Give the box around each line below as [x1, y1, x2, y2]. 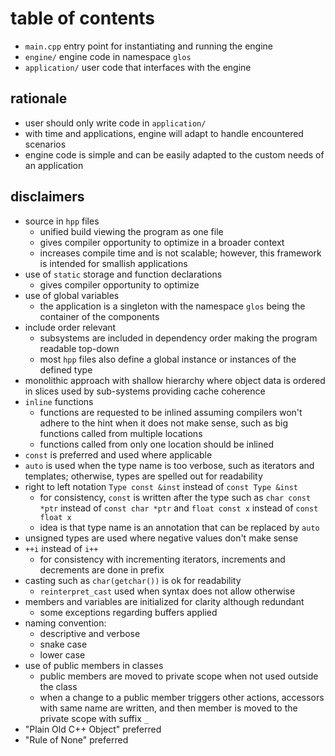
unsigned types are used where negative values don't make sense [24, 532, 299, 544]
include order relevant [24, 321, 117, 333]
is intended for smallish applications [39, 257, 188, 269]
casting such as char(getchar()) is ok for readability [24, 574, 242, 586]
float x [39, 512, 72, 522]
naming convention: [24, 617, 107, 629]
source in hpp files [24, 215, 100, 227]
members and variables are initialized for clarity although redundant [24, 595, 305, 607]
